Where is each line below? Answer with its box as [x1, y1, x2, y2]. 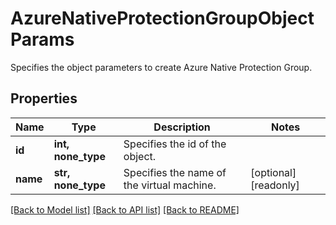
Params [10, 28, 75, 51]
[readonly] [250, 178, 300, 192]
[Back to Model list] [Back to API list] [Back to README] [10, 203, 240, 216]
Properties [10, 90, 78, 107]
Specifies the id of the [123, 137, 227, 151]
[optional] [250, 165, 297, 179]
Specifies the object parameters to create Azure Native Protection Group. [10, 61, 313, 73]
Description [153, 120, 211, 134]
